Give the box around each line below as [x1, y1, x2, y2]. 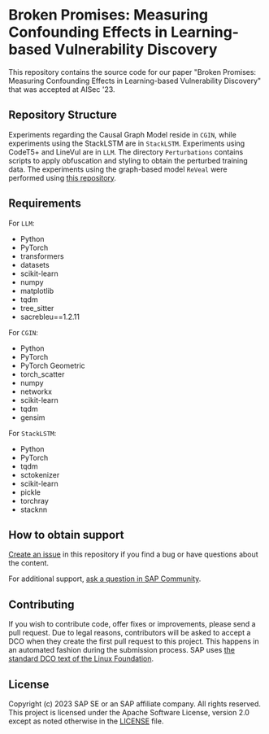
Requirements [8, 197, 81, 211]
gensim [20, 413, 46, 422]
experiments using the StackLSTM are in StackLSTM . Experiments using [8, 138, 245, 148]
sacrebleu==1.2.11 [20, 312, 80, 321]
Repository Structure [8, 108, 118, 122]
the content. [8, 558, 50, 568]
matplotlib [20, 286, 54, 295]
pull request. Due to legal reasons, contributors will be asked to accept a [8, 628, 251, 638]
